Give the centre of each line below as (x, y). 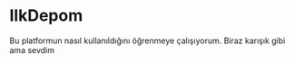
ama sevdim (32, 49)
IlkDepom (46, 16)
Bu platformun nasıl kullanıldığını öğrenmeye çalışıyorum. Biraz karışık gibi (147, 40)
